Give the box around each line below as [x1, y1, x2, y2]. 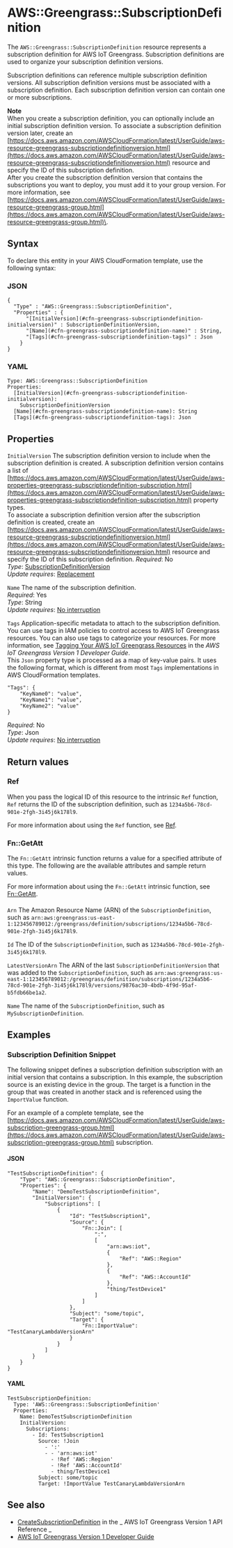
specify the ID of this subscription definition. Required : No [7, 555, 174, 563]
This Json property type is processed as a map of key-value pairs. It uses [7, 656, 217, 664]
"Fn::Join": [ [81, 1224, 123, 1232]
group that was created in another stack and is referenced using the [7, 1088, 202, 1096]
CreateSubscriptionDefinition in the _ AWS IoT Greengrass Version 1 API [17, 1517, 223, 1526]
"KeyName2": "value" [19, 703, 79, 710]
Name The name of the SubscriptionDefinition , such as [7, 1001, 165, 1010]
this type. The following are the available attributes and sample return [7, 861, 207, 870]
